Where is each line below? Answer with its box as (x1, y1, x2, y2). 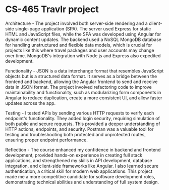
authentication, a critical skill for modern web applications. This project (5, 168, 153, 174)
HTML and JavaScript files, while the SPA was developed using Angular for (5, 31, 161, 37)
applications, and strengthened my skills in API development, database (5, 157, 152, 163)
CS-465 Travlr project (5, 4, 99, 15)
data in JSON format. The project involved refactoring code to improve (5, 84, 152, 90)
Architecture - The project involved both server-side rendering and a (5, 20, 148, 26)
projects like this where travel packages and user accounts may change (5, 47, 155, 53)
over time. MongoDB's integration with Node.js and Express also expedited (5, 52, 161, 59)
